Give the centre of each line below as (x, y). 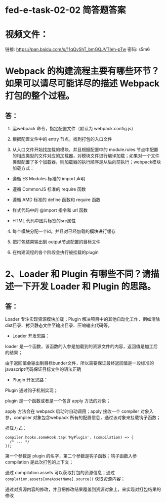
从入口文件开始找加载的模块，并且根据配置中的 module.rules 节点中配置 (85, 150)
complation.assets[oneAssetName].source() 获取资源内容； (65, 479)
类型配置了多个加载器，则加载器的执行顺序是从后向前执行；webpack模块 (86, 162)
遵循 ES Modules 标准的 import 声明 (49, 179)
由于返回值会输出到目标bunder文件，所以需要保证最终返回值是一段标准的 (80, 363)
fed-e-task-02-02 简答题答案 (65, 10)
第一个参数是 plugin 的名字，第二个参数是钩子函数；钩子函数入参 (71, 456)
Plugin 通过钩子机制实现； (32, 390)
